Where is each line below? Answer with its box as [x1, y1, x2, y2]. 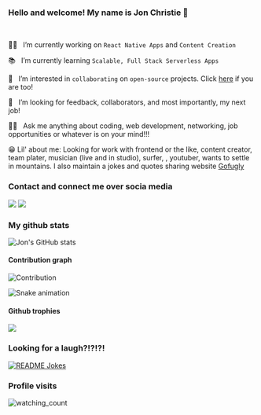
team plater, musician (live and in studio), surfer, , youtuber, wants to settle [8, 153, 250, 163]
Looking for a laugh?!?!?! [8, 343, 105, 354]
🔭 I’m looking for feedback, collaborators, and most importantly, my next [8, 97, 246, 107]
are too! [8, 83, 34, 92]
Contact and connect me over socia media [8, 181, 173, 192]
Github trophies [8, 306, 61, 315]
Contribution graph [8, 255, 72, 265]
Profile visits [8, 380, 57, 391]
